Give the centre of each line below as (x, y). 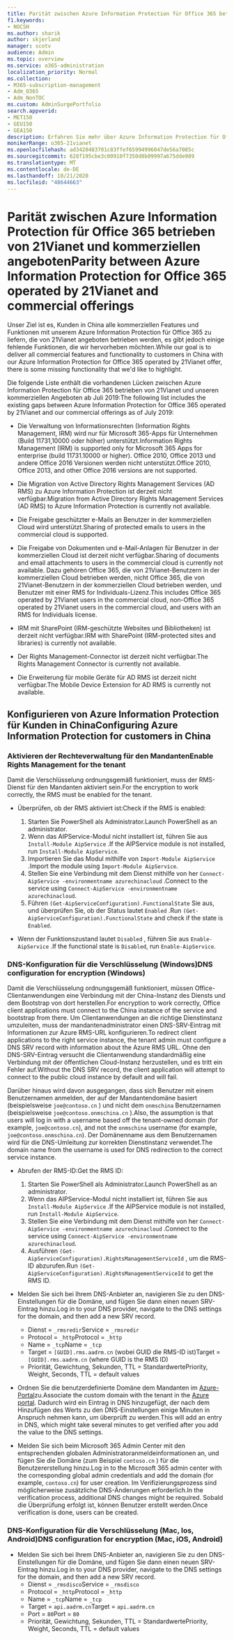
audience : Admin (31, 53)
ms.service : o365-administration (56, 66)
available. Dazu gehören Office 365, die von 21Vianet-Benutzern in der (118, 570)
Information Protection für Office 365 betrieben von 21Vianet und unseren (113, 390)
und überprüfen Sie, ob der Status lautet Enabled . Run (104, 910)
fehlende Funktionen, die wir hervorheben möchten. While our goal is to (109, 347)
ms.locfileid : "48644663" (45, 182)
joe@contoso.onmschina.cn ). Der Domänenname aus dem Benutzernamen (112, 1135)
